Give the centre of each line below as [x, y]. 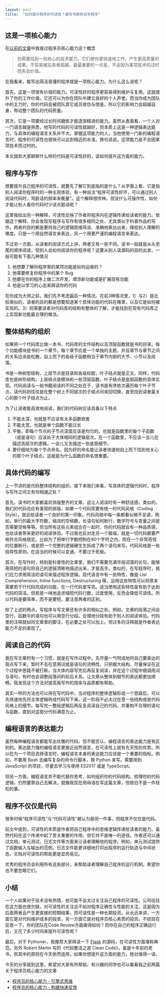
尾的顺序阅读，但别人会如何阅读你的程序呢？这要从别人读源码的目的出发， [80, 250]
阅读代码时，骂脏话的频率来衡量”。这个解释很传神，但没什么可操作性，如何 [82, 198]
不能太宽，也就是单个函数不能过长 [47, 425]
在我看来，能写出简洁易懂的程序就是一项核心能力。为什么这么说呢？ [74, 81]
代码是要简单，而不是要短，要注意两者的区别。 [56, 599]
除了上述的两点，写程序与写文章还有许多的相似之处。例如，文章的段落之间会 [82, 609]
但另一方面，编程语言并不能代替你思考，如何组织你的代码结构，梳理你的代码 [82, 776]
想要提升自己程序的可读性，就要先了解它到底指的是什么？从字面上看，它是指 [82, 186]
